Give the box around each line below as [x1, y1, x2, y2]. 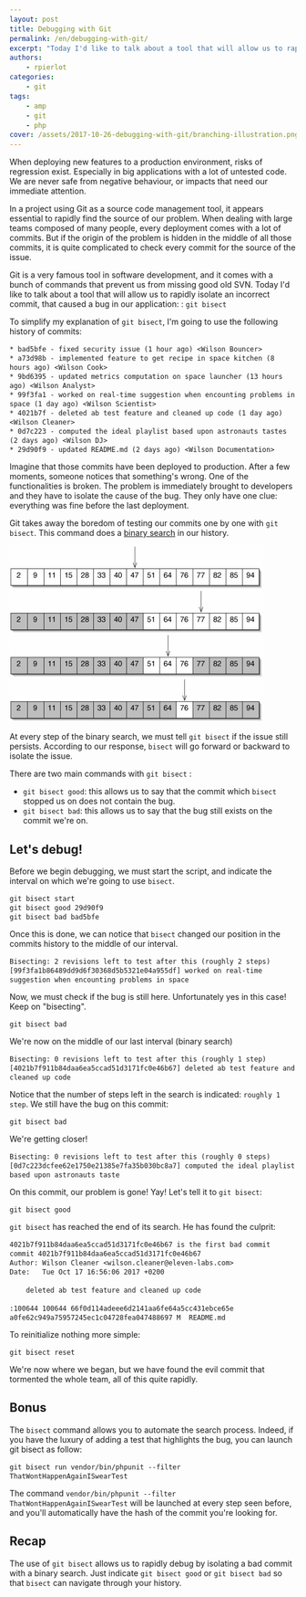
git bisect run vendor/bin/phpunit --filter [9, 1462, 181, 1472]
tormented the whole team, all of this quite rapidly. [9, 1373, 199, 1384]
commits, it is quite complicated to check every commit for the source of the [9, 242, 296, 253]
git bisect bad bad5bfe [9, 912, 100, 921]
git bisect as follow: [9, 1444, 83, 1455]
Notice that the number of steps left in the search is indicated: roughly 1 [9, 1088, 280, 1099]
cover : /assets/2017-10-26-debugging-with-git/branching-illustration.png [9, 131, 300, 140]
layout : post [9, 15, 59, 24]
